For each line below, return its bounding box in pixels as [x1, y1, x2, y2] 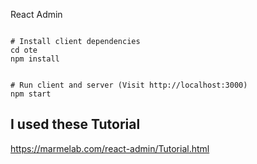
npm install [10, 54, 60, 64]
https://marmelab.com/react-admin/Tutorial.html [10, 142, 210, 154]
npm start [10, 89, 52, 99]
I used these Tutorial [10, 116, 141, 133]
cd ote [10, 45, 38, 55]
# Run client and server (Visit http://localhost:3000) [10, 80, 248, 90]
